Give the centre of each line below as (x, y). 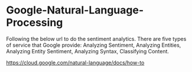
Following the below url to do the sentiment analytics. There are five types (96, 39)
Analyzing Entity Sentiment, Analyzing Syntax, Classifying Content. (88, 51)
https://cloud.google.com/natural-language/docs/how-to (75, 63)
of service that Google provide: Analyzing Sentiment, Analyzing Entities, (94, 45)
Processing (35, 23)
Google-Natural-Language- (75, 10)
